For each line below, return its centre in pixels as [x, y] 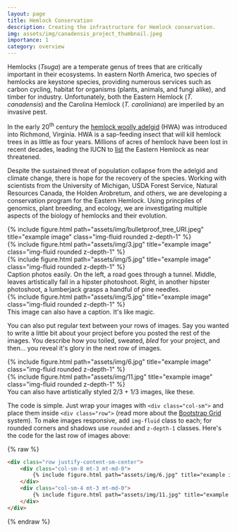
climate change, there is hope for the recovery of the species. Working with [117, 178]
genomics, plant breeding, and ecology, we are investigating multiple [107, 208]
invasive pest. [28, 112]
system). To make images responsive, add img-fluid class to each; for [110, 420]
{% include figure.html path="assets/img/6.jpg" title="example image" [109, 362]
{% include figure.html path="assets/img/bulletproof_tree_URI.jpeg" [106, 229]
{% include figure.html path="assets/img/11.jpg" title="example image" [110, 377]
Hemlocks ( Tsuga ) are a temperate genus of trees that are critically [105, 67]
